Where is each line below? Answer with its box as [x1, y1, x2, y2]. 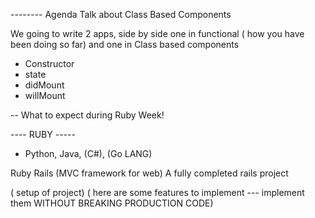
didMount [24, 79, 65, 91]
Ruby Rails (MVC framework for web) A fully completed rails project [10, 167, 289, 179]
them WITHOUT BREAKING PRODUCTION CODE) [10, 197, 214, 209]
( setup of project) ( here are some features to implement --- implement [10, 187, 305, 198]
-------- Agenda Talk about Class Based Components [10, 9, 232, 20]
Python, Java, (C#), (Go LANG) [24, 148, 153, 159]
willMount [24, 90, 66, 101]
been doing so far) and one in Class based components [10, 39, 240, 50]
